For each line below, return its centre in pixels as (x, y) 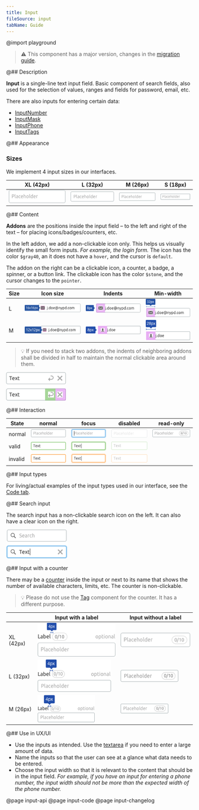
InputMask (28, 119)
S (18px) (175, 185)
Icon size (52, 293)
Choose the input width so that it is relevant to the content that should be (104, 770)
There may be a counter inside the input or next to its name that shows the (97, 580)
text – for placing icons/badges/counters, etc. (62, 232)
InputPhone (29, 125)
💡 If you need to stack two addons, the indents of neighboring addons (106, 351)
